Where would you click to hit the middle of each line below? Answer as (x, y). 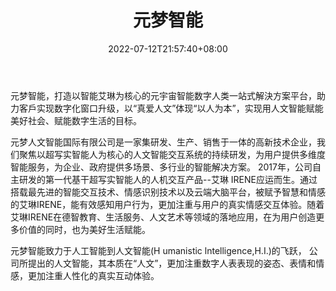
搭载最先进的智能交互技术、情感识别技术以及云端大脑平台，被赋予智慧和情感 (168, 192)
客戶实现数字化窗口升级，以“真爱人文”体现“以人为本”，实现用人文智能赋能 (171, 108)
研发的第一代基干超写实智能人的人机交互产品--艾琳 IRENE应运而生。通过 (168, 179)
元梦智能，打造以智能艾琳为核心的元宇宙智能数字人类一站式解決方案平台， (163, 95)
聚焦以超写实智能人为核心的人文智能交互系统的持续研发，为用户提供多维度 (172, 154)
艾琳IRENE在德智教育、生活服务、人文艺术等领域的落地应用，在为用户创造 (163, 217)
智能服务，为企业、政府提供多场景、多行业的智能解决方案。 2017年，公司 (161, 167)
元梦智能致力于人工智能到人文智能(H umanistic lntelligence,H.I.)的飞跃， (158, 250)
